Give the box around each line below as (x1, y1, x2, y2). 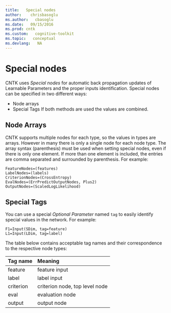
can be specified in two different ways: (5, 91, 87, 97)
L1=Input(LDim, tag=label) (5, 231, 63, 236)
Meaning (37, 258, 60, 265)
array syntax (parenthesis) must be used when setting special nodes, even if (5, 145, 166, 151)
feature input (37, 266, 68, 274)
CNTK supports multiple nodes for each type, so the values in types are (5, 134, 156, 141)
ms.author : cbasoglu (5, 17, 54, 22)
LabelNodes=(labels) (5, 170, 50, 175)
